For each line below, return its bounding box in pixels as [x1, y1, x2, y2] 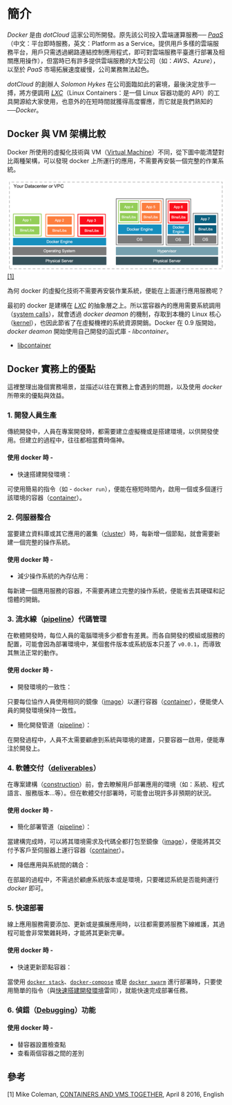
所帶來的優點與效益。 [7, 391, 68, 400]
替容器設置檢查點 [17, 1040, 66, 1048]
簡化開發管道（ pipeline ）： [17, 721, 92, 729]
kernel [13, 319, 31, 327]
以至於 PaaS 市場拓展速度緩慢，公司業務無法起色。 [7, 65, 153, 73]
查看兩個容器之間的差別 [17, 1049, 84, 1057]
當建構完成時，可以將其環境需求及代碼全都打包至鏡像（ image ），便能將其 [7, 838, 215, 846]
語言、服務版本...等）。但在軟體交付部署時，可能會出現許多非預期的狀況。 [7, 788, 215, 797]
